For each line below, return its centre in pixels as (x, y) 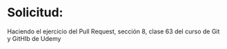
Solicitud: (35, 13)
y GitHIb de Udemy (34, 38)
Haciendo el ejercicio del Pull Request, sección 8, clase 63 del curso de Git (113, 31)
